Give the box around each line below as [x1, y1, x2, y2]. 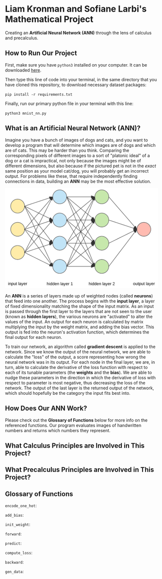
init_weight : [5, 522, 31, 527]
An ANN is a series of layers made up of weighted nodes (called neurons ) [5, 293, 153, 298]
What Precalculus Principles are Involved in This [5, 466, 154, 474]
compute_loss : [5, 550, 32, 556]
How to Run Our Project [5, 49, 77, 57]
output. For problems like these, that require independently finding [5, 173, 138, 179]
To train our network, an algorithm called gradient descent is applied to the [5, 344, 156, 350]
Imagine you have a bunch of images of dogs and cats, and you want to [5, 137, 148, 143]
